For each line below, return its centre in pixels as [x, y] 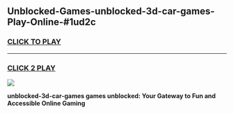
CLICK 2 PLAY [31, 68]
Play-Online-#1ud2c [52, 22]
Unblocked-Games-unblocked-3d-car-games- [111, 11]
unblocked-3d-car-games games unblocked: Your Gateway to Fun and [111, 95]
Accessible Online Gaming [46, 103]
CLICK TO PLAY [34, 42]
